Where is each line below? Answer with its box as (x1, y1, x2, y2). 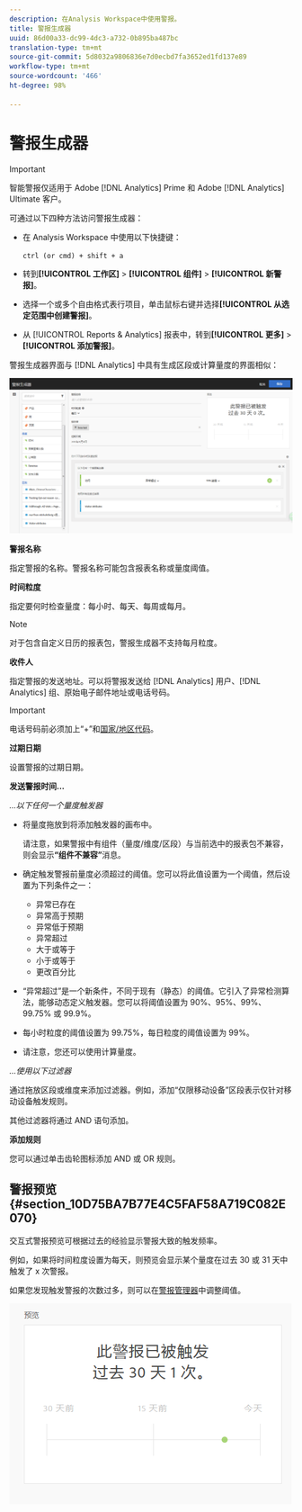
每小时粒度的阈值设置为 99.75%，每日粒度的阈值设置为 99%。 (22, 1027, 254, 1038)
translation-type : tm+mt (9, 43, 102, 52)
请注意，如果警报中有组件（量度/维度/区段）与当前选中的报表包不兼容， (22, 838, 289, 849)
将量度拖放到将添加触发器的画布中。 (22, 819, 157, 830)
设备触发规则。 (16, 1095, 73, 1106)
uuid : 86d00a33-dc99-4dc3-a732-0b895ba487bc (9, 33, 179, 42)
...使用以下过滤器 (9, 1065, 72, 1075)
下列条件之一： (38, 879, 94, 890)
